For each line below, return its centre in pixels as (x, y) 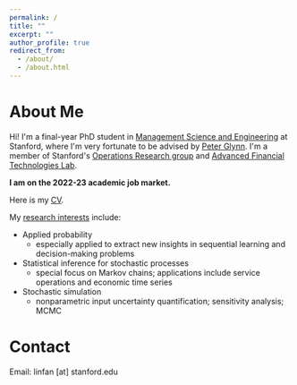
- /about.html (43, 68)
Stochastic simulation (62, 291)
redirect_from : (38, 51)
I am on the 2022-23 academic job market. (90, 182)
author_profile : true (50, 43)
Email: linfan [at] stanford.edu (64, 372)
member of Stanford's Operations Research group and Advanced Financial (147, 155)
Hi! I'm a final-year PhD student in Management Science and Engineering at (148, 136)
